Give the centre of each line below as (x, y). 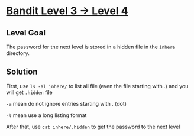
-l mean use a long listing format (46, 115)
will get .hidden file (30, 92)
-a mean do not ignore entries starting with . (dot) (67, 103)
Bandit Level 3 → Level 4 (67, 11)
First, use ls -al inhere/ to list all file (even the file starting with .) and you (97, 86)
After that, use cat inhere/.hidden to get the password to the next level (93, 127)
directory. (18, 53)
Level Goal (26, 33)
